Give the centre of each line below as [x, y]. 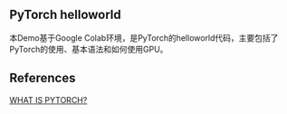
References [43, 78]
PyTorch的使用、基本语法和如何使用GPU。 [89, 49]
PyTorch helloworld [66, 15]
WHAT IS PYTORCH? [48, 100]
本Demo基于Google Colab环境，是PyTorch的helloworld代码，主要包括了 [144, 38]
